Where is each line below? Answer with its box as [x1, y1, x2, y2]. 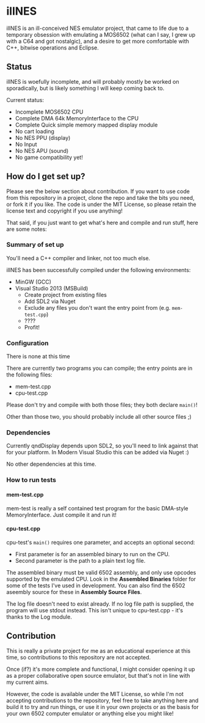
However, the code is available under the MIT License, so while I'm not [6, 690, 184, 697]
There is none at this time [6, 353, 70, 360]
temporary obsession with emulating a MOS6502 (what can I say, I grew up [6, 31, 196, 38]
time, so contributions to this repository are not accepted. [6, 653, 151, 661]
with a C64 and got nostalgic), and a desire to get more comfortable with [6, 37, 189, 45]
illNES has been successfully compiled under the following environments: [6, 266, 191, 273]
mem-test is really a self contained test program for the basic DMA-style [6, 504, 189, 512]
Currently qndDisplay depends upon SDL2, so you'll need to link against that [6, 442, 198, 450]
